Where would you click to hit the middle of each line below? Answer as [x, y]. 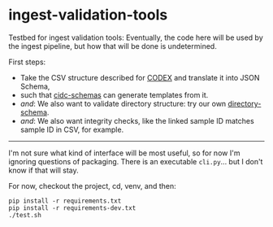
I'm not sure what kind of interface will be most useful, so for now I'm [124, 153]
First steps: [27, 62]
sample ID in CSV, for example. [72, 129]
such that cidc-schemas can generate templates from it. [114, 94]
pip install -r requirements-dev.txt [72, 208]
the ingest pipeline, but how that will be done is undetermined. [113, 46]
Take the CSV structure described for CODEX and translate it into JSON [140, 77]
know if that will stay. [43, 170]
